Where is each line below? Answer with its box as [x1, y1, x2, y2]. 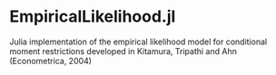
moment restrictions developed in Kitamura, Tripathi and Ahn [9, 45, 238, 56]
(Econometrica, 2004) [9, 55, 93, 66]
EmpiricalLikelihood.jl [9, 6, 176, 27]
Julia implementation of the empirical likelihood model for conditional [9, 36, 268, 47]
